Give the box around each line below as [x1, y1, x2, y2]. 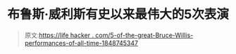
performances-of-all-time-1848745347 [24, 39, 139, 47]
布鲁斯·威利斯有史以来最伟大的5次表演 [7, 6, 229, 22]
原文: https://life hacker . [24, 31, 94, 39]
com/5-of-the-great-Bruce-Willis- [94, 31, 194, 39]
